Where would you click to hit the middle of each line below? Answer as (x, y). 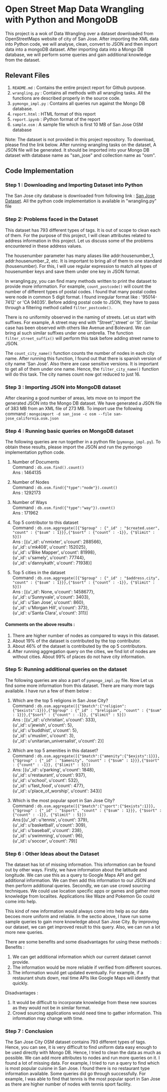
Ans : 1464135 (27, 473)
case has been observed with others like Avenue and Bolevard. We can (78, 328)
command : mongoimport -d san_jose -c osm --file (58, 414)
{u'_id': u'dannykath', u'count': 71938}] (52, 563)
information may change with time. (48, 1018)
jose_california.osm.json (32, 419)
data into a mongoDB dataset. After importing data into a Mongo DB (74, 49)
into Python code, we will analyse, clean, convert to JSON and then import (81, 44)
